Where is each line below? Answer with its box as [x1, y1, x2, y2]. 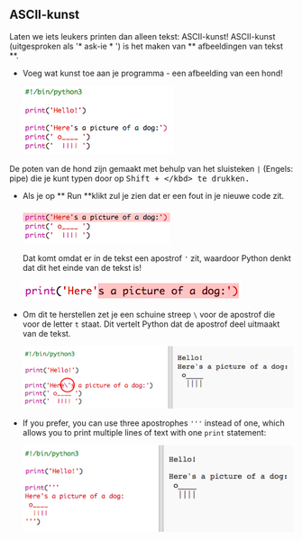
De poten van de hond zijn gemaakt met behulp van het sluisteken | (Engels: [9, 163, 294, 174]
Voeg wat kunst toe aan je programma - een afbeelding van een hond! [22, 67, 284, 78]
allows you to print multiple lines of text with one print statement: [22, 427, 267, 438]
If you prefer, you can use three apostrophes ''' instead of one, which [22, 418, 286, 428]
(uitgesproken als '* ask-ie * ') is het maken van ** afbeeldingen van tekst [9, 40, 284, 51]
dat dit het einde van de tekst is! [22, 262, 142, 273]
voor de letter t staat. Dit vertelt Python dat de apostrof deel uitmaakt [22, 319, 280, 329]
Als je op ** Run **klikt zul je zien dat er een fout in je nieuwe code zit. [22, 190, 285, 201]
